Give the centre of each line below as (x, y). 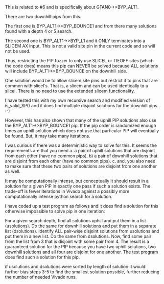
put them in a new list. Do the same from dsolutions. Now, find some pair (78, 236)
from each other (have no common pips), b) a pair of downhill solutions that (81, 156)
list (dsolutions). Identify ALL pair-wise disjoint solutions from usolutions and (82, 231)
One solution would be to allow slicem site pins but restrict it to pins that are (82, 81)
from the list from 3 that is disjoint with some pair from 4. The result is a (77, 241)
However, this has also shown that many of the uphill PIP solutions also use (81, 120)
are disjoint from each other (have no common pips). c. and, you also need (80, 161)
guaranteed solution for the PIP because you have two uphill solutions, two (81, 247)
